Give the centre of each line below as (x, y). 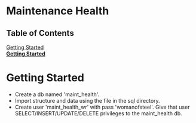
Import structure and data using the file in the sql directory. (87, 100)
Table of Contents (40, 33)
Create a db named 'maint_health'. (57, 94)
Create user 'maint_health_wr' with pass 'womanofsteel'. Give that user (102, 107)
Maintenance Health (58, 11)
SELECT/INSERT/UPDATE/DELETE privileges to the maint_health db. (98, 113)
